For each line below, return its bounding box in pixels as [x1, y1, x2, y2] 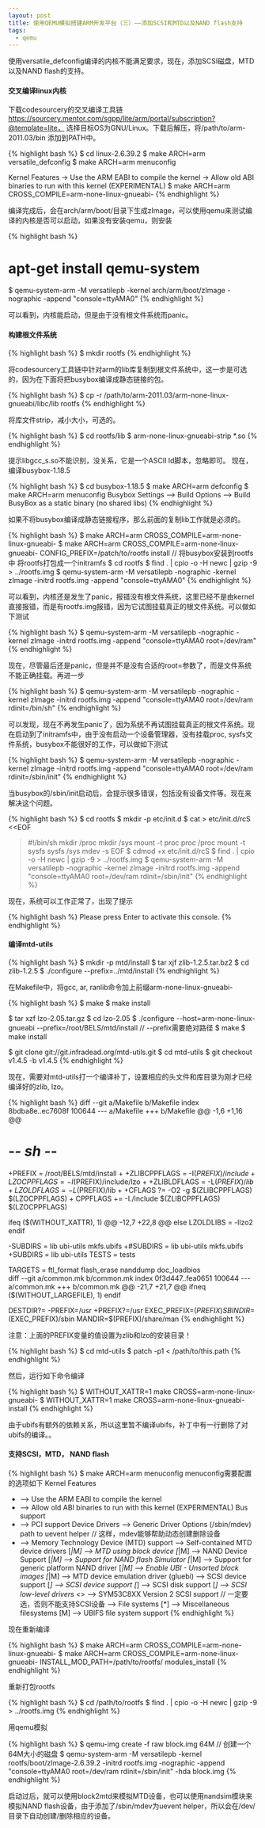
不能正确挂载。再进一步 [8, 670, 85, 680]
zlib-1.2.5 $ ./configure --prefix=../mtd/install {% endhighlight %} [8, 965, 220, 975]
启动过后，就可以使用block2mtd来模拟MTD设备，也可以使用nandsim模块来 [8, 1791, 253, 1800]
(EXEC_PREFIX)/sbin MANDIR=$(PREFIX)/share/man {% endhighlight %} [8, 1314, 245, 1323]
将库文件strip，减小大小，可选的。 [8, 415, 120, 425]
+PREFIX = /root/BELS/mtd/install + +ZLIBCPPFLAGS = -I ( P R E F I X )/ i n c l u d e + [8, 1168, 256, 1178]
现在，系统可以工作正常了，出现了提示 [8, 896, 133, 905]
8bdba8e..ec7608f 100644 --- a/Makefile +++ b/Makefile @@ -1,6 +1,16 [8, 1106, 243, 1115]
